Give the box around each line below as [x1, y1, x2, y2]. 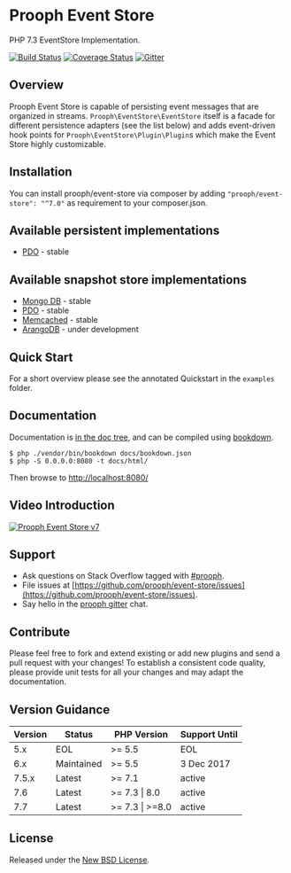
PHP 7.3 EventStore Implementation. [9, 35, 141, 45]
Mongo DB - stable [21, 296, 91, 307]
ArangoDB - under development [21, 324, 139, 335]
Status [65, 729, 94, 741]
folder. [9, 383, 33, 393]
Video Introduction [9, 498, 115, 513]
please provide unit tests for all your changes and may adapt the [9, 666, 244, 678]
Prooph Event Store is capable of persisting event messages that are [9, 101, 259, 112]
